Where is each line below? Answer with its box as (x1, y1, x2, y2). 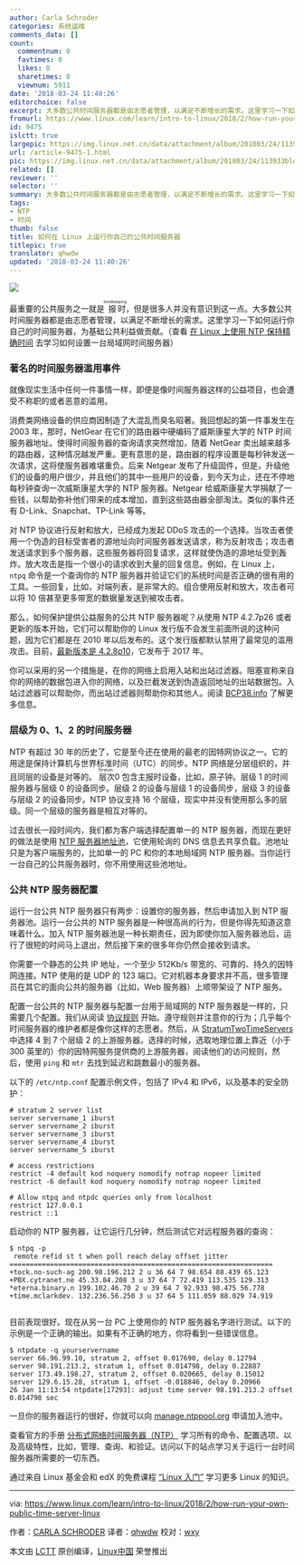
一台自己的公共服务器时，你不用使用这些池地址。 (9, 858, 192, 869)
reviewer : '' (9, 173, 59, 182)
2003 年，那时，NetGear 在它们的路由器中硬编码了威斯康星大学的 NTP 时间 (9, 427, 292, 437)
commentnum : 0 (17, 47, 71, 56)
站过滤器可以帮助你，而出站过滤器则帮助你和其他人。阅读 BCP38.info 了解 (9, 687, 287, 698)
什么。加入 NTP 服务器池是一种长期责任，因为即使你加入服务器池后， (24, 927, 284, 938)
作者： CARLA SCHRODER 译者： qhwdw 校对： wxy (9, 1526, 200, 1537)
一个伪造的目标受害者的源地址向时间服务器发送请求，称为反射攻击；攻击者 (16, 536, 295, 547)
